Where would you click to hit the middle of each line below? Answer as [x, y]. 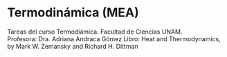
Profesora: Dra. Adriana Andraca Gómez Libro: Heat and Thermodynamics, [114, 38]
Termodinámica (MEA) [73, 13]
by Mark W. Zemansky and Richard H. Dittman [73, 46]
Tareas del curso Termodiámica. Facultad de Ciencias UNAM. [95, 32]
